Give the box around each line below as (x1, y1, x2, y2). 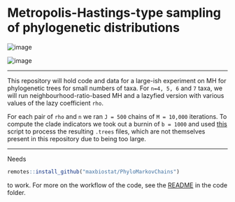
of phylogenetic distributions (7, 20, 180, 36)
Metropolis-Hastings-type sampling (7, 5, 222, 21)
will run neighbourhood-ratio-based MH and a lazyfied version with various (7, 91, 225, 99)
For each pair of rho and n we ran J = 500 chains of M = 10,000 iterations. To (7, 112, 227, 120)
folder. (7, 188, 26, 196)
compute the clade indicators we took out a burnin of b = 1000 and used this (7, 120, 227, 128)
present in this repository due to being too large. (7, 134, 147, 143)
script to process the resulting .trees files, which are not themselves (7, 127, 206, 136)
